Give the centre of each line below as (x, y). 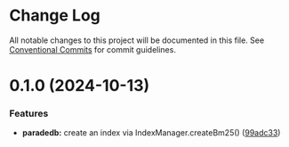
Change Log (55, 16)
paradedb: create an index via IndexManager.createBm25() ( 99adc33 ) (151, 133)
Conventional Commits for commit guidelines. (92, 49)
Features (29, 114)
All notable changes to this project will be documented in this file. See (137, 40)
